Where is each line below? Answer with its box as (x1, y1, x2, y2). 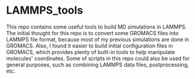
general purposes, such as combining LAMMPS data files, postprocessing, (6, 61, 189, 68)
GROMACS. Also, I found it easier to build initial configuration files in (6, 42, 174, 49)
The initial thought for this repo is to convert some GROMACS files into (6, 29, 179, 36)
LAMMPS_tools (6, 4, 83, 17)
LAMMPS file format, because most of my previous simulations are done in (6, 36, 189, 43)
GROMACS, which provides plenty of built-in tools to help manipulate (6, 48, 175, 55)
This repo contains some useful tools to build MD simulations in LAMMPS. (6, 23, 187, 30)
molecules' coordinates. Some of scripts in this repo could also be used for (6, 55, 190, 62)
